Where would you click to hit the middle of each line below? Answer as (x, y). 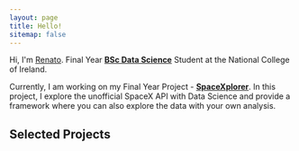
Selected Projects (60, 134)
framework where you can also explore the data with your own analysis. (143, 106)
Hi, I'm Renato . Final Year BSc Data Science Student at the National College (149, 60)
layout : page (34, 18)
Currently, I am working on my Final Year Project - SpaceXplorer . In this (143, 87)
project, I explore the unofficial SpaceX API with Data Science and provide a (150, 96)
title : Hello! (36, 26)
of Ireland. (28, 69)
